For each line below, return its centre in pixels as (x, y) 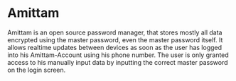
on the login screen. (37, 70)
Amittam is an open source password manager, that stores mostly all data (115, 32)
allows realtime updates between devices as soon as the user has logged (115, 47)
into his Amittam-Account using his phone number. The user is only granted (118, 55)
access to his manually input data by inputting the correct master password (118, 62)
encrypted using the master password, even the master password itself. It (115, 39)
